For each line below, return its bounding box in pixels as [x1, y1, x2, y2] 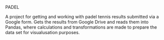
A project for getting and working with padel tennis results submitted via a [5, 14, 159, 19]
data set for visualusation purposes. [5, 30, 80, 35]
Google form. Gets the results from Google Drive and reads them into [5, 19, 149, 25]
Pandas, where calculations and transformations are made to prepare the [5, 24, 157, 30]
